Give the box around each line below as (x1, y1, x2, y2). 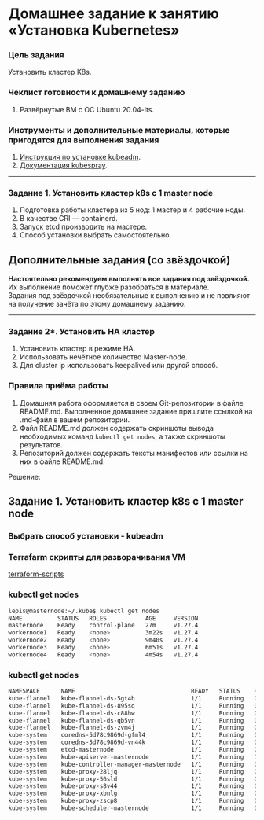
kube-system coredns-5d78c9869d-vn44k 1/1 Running (8, 738, 244, 747)
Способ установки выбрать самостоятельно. (19, 230, 171, 240)
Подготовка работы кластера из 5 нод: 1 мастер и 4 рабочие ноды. (19, 205, 246, 215)
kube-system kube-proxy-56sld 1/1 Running (8, 775, 244, 783)
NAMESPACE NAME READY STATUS (8, 687, 241, 696)
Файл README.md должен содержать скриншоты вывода (19, 423, 214, 432)
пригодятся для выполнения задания (8, 134, 159, 145)
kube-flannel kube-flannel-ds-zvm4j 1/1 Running (8, 724, 244, 732)
